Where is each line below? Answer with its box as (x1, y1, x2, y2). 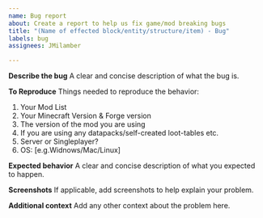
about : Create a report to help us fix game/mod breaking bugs (8, 19, 227, 27)
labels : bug (8, 34, 49, 43)
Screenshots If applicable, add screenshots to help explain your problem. (8, 185, 254, 195)
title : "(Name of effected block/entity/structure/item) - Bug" (8, 27, 230, 35)
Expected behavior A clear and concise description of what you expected (8, 161, 256, 170)
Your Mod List (19, 103, 67, 112)
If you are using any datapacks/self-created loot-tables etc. (19, 128, 219, 138)
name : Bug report (8, 11, 67, 20)
